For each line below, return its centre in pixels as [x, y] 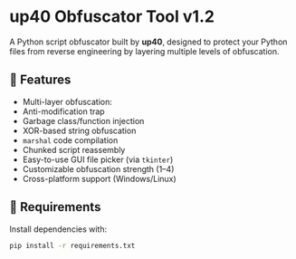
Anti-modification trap [64, 111]
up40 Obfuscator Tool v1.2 [112, 17]
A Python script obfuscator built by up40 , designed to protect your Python [148, 42]
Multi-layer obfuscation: [67, 101]
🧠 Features [40, 80]
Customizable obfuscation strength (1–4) [98, 168]
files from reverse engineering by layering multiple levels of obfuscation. [144, 51]
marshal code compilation [70, 140]
